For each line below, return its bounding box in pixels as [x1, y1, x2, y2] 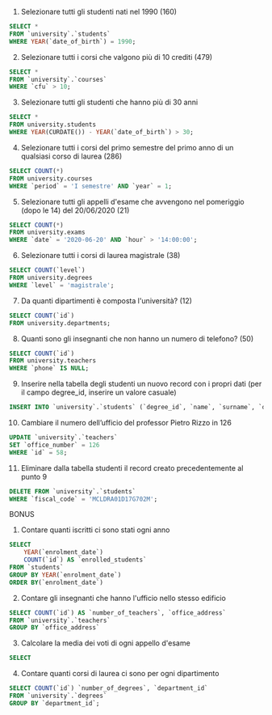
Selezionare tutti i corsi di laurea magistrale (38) [20, 251, 181, 260]
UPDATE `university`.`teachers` [9, 434, 118, 442]
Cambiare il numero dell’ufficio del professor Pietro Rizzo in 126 [20, 418, 232, 427]
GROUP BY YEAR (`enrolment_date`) [9, 570, 122, 579]
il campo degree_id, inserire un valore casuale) [20, 387, 177, 397]
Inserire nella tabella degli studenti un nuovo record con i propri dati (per [20, 379, 262, 389]
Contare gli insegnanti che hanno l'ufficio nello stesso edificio [20, 593, 227, 603]
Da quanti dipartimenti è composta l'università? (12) [20, 295, 193, 306]
